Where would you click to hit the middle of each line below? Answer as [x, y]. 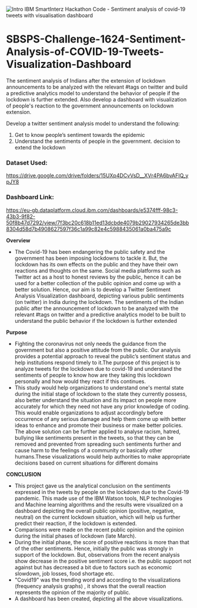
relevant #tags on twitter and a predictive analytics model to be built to [100, 314]
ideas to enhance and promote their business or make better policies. [99, 425]
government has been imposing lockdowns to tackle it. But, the [91, 258]
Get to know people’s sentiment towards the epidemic [80, 135]
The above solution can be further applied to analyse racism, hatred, [98, 432]
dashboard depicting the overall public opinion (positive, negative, [95, 511]
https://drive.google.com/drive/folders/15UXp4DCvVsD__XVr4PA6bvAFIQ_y [97, 176]
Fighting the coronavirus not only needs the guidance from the [90, 344]
